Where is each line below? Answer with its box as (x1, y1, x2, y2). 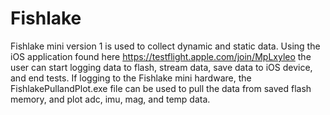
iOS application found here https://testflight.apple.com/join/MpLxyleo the (10, 50, 312, 62)
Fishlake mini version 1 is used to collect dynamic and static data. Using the (10, 40, 321, 52)
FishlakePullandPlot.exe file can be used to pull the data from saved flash (10, 82, 312, 94)
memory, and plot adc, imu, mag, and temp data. (10, 93, 211, 105)
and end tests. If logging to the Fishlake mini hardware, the (10, 72, 252, 84)
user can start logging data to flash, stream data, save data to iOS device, (10, 61, 313, 73)
